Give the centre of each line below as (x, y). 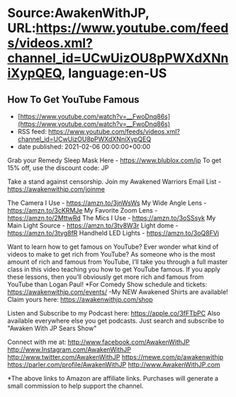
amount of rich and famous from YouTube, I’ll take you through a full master (118, 262)
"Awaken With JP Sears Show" (52, 328)
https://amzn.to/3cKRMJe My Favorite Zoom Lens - (83, 210)
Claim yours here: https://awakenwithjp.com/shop (80, 300)
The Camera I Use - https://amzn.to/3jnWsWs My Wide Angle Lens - (107, 203)
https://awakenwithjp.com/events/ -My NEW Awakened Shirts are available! (118, 292)
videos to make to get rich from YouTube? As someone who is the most (111, 254)
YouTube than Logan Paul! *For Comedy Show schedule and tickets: (107, 284)
